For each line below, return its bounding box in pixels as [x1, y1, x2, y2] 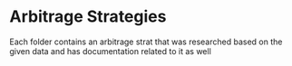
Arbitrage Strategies [9, 6, 167, 27]
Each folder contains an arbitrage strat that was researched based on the [9, 36, 283, 47]
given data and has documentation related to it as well [9, 45, 211, 56]
